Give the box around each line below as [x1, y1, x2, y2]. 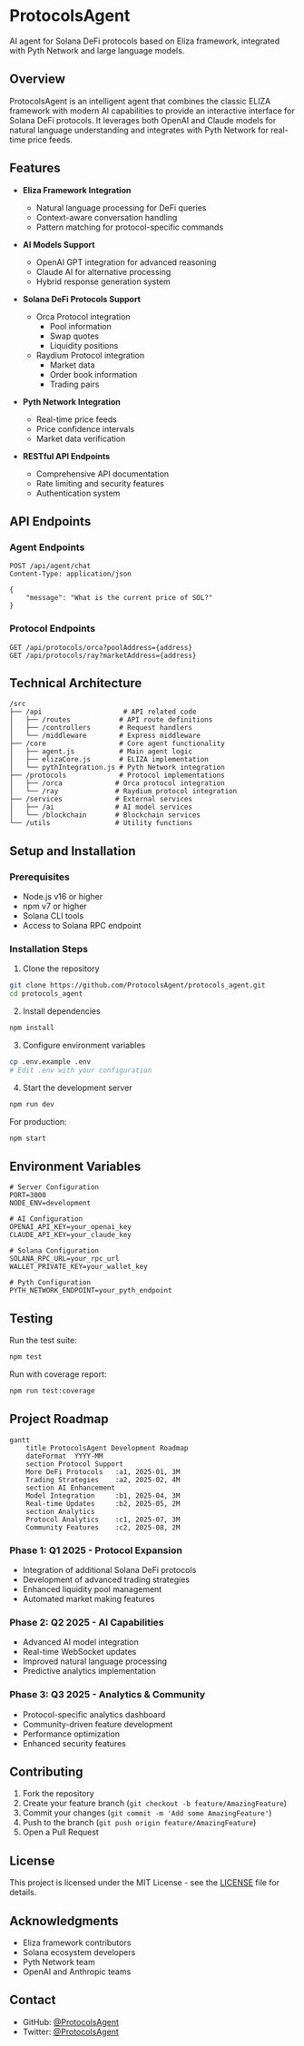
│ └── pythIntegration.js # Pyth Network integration [9, 763, 225, 772]
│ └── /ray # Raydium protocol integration [9, 787, 238, 796]
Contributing [9, 1764, 83, 1779]
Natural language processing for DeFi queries [35, 202, 207, 213]
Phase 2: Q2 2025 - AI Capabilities [9, 1616, 165, 1628]
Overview [9, 72, 66, 87]
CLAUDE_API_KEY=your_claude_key [9, 1231, 132, 1240]
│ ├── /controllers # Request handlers [9, 723, 193, 733]
